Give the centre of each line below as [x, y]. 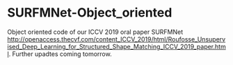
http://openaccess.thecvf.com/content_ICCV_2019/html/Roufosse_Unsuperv [116, 39]
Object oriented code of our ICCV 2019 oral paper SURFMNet [95, 32]
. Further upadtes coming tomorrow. [61, 54]
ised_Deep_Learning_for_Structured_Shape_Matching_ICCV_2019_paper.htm [116, 46]
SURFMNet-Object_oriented [90, 13]
